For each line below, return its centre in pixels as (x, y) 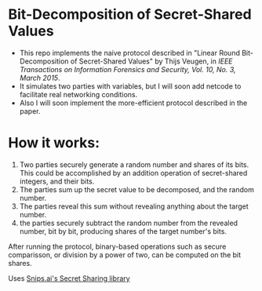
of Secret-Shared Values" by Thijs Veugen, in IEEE (151, 61)
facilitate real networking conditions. (78, 94)
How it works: (54, 143)
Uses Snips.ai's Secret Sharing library (69, 278)
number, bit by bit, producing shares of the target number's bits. (123, 231)
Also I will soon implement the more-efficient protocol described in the (133, 103)
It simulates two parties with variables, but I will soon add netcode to (130, 86)
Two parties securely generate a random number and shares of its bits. (134, 164)
